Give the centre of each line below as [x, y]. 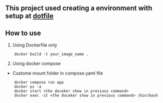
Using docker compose [37, 63]
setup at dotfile [29, 16]
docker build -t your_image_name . [51, 54]
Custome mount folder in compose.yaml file [58, 73]
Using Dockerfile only [35, 45]
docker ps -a [28, 87]
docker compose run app [39, 82]
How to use [23, 33]
